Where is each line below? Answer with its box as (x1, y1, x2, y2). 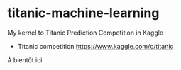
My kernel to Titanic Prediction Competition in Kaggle (7, 28, 164, 37)
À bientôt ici (7, 55, 43, 64)
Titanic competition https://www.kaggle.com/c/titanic (17, 42, 174, 50)
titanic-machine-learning (7, 5, 160, 21)
